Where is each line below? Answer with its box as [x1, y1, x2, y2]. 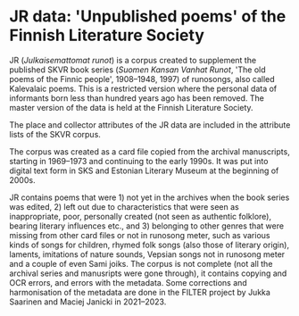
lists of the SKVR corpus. [9, 129, 101, 139]
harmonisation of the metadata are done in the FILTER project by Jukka [9, 287, 270, 297]
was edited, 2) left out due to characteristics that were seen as [9, 201, 239, 212]
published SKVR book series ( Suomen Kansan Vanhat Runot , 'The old [9, 64, 266, 75]
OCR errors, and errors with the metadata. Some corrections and [9, 277, 247, 287]
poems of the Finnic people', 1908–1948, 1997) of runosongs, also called [9, 73, 275, 84]
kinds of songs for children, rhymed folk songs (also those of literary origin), [9, 239, 290, 250]
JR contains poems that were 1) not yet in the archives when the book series [9, 192, 290, 203]
